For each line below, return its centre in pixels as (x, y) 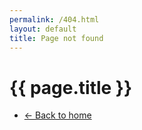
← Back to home (57, 115)
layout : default (43, 29)
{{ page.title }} (71, 87)
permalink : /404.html (54, 19)
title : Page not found (56, 38)
